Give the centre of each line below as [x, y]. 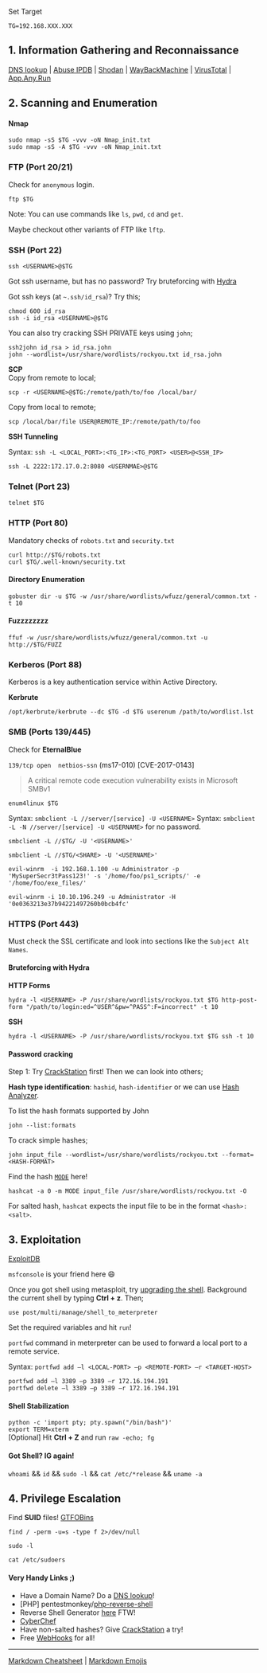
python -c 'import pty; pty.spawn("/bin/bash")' [90, 1423]
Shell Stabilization [39, 1405]
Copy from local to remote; [52, 407]
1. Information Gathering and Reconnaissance [124, 51]
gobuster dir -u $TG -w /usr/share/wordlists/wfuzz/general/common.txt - [133, 596]
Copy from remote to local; [52, 378]
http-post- [240, 1000]
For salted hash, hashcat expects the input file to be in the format [114, 1206]
